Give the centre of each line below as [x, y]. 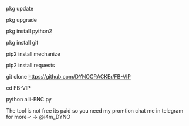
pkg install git [22, 42]
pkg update [20, 8]
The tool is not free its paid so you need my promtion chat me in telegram [95, 110]
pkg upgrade [21, 20]
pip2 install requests [31, 65]
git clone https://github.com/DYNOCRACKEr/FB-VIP [68, 76]
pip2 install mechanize [33, 54]
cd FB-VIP [18, 88]
